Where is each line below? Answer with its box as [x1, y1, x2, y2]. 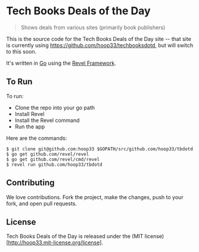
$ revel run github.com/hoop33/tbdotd [6, 162, 102, 168]
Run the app [14, 123, 45, 130]
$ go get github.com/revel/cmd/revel [6, 156, 100, 162]
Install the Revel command [14, 116, 80, 124]
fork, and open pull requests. [6, 200, 77, 207]
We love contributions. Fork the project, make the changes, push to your [6, 193, 184, 200]
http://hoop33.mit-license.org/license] [8, 239, 102, 246]
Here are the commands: [6, 134, 67, 141]
